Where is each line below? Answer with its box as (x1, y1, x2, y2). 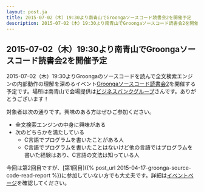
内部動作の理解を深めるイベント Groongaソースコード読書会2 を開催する (16, 80, 196, 88)
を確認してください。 (16, 179, 70, 187)
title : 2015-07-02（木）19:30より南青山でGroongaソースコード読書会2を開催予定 (6, 15, 192, 21)
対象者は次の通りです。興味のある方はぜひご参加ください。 (6, 108, 155, 116)
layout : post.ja (6, 8, 47, 15)
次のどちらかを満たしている (15, 128, 85, 136)
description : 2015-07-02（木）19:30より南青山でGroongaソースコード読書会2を (6, 20, 190, 26)
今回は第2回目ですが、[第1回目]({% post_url (6, 164, 116, 171)
